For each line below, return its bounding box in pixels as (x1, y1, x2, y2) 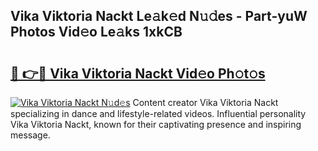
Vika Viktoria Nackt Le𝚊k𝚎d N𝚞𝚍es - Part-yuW (10, 8, 308, 25)
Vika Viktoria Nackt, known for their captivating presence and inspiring (10, 119, 302, 130)
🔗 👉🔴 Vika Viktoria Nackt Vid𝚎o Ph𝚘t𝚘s (10, 65, 266, 82)
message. (10, 129, 51, 141)
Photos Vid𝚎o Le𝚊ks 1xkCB (10, 24, 183, 41)
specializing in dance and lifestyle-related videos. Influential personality (10, 108, 307, 119)
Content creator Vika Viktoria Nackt (132, 97, 279, 108)
